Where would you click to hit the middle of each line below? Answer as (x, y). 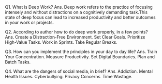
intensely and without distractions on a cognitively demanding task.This (76, 12)
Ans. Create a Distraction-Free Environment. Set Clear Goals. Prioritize (75, 37)
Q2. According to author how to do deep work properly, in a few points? (77, 32)
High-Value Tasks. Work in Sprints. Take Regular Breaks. (61, 42)
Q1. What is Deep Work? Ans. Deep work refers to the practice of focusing (79, 7)
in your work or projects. (29, 22)
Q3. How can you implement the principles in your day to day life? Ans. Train (81, 51)
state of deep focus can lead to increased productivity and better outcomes (80, 17)
